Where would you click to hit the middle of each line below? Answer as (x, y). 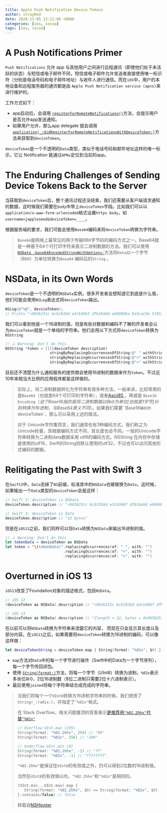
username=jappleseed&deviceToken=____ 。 (47, 219)
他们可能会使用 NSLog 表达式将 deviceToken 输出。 (53, 299)
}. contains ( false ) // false (46, 795)
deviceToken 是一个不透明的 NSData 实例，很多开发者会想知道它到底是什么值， (83, 293)
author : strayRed (23, 14)
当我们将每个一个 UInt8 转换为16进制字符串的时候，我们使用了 (80, 696)
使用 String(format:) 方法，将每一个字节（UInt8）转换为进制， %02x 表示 (85, 673)
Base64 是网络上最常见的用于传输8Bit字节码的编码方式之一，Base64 (86, 240)
